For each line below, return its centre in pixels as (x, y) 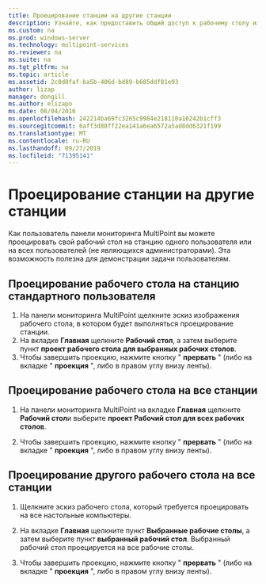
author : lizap (32, 89)
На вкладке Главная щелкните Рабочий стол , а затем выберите (128, 340)
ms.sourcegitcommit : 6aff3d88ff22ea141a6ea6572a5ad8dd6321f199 (115, 126)
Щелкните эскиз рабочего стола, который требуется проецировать (134, 506)
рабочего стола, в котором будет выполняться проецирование (126, 323)
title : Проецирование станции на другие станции (90, 15)
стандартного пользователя (82, 296)
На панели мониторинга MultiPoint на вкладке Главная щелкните (130, 410)
